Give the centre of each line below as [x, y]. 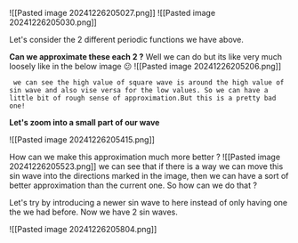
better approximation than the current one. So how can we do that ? [133, 185]
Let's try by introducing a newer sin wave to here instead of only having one [149, 202]
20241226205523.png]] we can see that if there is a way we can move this [146, 166]
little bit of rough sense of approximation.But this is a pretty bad [143, 98]
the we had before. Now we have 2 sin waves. [93, 212]
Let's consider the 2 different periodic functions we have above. [127, 40]
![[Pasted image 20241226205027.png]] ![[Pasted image [113, 13]
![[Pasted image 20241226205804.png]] [83, 229]
